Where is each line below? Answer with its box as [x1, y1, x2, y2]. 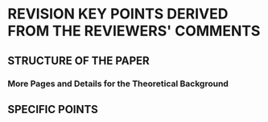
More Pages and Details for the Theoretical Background [7, 78, 229, 89]
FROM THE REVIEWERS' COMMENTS [7, 22, 261, 40]
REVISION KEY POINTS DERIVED [7, 5, 229, 23]
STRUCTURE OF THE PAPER [7, 54, 150, 67]
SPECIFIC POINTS [7, 102, 98, 116]
